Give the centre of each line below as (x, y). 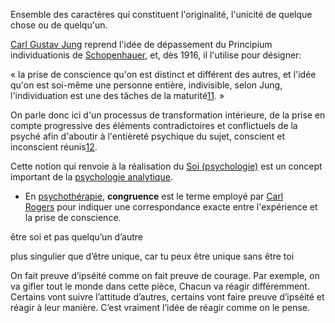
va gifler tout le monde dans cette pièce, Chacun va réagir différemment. (160, 286)
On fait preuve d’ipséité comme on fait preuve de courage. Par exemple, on (165, 275)
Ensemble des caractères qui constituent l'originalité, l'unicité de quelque (161, 14)
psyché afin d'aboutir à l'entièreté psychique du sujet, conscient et (147, 136)
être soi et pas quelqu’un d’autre (76, 237)
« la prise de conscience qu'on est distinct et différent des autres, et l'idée (163, 74)
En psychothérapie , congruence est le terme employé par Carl (154, 196)
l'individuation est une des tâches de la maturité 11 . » (117, 95)
